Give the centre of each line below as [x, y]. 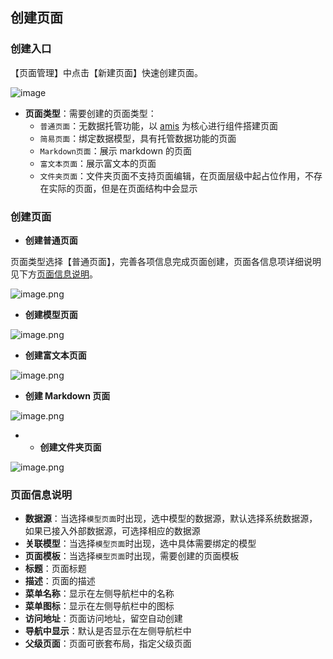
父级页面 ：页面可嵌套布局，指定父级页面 [108, 644]
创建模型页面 [51, 314]
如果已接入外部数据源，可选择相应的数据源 [112, 531]
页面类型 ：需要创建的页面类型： [90, 113]
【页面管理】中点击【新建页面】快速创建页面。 [106, 72]
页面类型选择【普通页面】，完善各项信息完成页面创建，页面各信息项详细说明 [166, 261]
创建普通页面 [51, 240]
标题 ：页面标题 [55, 569]
